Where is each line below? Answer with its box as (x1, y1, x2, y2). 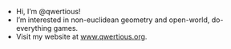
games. (53, 24, 79, 32)
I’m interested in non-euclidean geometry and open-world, (15, 15, 210, 24)
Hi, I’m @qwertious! (15, 7, 81, 16)
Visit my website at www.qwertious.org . (15, 32, 148, 41)
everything (15, 24, 52, 32)
